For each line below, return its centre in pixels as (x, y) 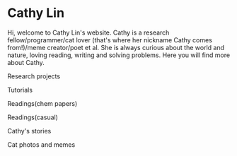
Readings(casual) (33, 117)
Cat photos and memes (41, 144)
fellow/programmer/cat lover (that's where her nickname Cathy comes (110, 40)
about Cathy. (26, 62)
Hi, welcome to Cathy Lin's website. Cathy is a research (88, 32)
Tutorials (20, 90)
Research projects (34, 76)
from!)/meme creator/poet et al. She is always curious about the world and (116, 47)
